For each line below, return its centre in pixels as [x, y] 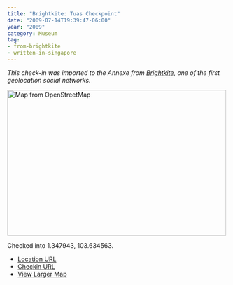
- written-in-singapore [42, 53]
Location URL [37, 259]
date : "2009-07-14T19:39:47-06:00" [59, 20]
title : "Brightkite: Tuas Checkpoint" [64, 14]
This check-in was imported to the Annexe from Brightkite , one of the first [114, 72]
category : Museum [33, 33]
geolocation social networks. [49, 80]
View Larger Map [42, 274]
